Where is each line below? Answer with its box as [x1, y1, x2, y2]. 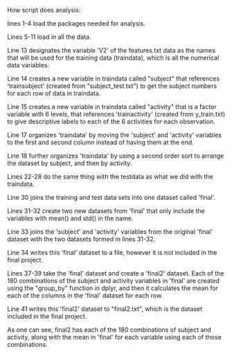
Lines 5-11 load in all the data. [7, 33, 91, 41]
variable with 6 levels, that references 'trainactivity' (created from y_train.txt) [7, 110, 226, 118]
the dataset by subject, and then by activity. [7, 159, 132, 167]
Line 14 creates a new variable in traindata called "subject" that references [7, 74, 220, 83]
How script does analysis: [7, 6, 81, 14]
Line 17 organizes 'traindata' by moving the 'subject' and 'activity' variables [7, 131, 222, 139]
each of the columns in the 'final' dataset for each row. [7, 292, 163, 299]
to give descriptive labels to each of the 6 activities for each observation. [7, 117, 216, 126]
